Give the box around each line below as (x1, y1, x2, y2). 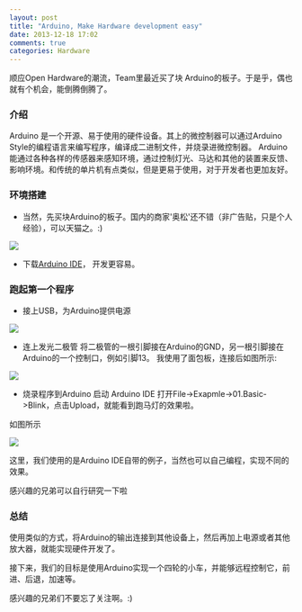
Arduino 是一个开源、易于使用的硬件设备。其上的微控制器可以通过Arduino (9, 130, 283, 141)
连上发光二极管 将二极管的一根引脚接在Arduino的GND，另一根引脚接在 (22, 341, 285, 352)
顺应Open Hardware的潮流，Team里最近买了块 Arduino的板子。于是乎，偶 (9, 73, 285, 84)
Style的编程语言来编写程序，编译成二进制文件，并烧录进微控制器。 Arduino (9, 141, 288, 153)
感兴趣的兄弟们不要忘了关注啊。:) (9, 593, 133, 604)
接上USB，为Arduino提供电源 (22, 305, 131, 316)
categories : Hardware (9, 47, 91, 56)
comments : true (9, 38, 67, 48)
